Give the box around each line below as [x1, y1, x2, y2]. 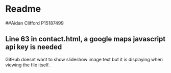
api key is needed [5, 43, 62, 52]
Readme [5, 3, 41, 15]
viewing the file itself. [5, 62, 50, 68]
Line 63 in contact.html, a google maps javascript [5, 35, 166, 43]
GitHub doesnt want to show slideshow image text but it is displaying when [5, 56, 163, 62]
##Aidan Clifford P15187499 [5, 20, 64, 26]
